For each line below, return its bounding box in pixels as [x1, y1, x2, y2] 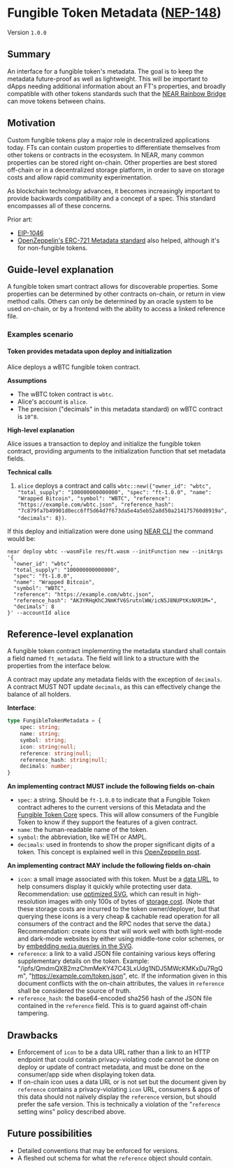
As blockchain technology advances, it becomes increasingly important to [7, 186, 220, 195]
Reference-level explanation [7, 628, 133, 640]
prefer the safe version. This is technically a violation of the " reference [17, 1100, 221, 1108]
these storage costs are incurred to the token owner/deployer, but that [17, 905, 220, 913]
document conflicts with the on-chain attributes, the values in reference [17, 979, 225, 987]
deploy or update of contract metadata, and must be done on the [17, 1063, 205, 1071]
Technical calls [7, 467, 52, 476]
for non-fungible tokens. [17, 243, 88, 252]
